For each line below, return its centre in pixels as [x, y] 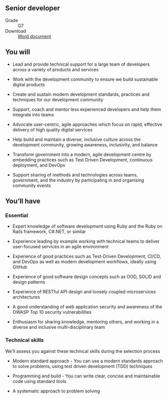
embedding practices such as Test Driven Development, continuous [82, 159]
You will [18, 52]
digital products [29, 84]
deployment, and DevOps [39, 165]
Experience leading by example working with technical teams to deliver [86, 241]
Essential [17, 215]
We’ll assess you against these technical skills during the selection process [83, 351]
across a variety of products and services [55, 69]
